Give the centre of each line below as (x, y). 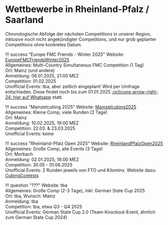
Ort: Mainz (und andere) (30, 70)
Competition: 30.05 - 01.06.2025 (39, 165)
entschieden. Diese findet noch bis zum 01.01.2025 (58, 92)
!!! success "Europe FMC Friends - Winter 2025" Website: (65, 54)
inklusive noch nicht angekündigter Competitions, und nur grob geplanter (81, 39)
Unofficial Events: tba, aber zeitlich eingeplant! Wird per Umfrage (72, 86)
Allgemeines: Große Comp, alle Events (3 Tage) (54, 148)
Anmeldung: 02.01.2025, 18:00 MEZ (42, 159)
